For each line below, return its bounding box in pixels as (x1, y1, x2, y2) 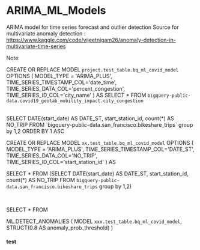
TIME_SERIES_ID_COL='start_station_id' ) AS (6, 158, 116, 165)
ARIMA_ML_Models (6, 4, 106, 17)
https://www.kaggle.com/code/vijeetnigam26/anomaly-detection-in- (6, 36, 176, 43)
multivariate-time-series (6, 43, 66, 50)
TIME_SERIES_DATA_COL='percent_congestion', (6, 85, 126, 92)
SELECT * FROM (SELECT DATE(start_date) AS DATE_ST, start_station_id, (6, 169, 189, 177)
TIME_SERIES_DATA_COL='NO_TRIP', (6, 151, 98, 159)
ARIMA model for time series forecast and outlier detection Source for (6, 23, 179, 31)
